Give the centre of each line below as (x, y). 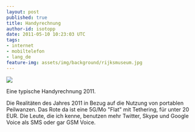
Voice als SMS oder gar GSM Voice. (51, 122)
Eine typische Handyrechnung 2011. (51, 91)
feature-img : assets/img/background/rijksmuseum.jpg (74, 62)
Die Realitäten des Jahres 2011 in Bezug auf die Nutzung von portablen (95, 103)
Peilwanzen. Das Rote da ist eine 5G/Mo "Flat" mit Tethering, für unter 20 (98, 109)
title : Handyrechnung (34, 23)
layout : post (23, 12)
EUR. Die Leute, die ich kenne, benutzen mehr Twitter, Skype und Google (98, 116)
